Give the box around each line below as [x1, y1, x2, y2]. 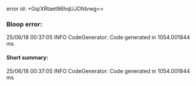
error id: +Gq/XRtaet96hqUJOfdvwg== [6, 5, 104, 12]
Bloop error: [6, 20, 42, 28]
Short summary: [6, 54, 49, 61]
